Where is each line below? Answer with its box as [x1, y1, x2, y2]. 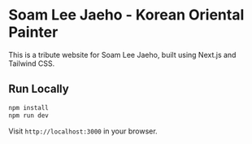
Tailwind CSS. [8, 59, 55, 68]
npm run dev [8, 111, 49, 120]
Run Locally [8, 82, 69, 96]
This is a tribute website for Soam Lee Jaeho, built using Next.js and [8, 50, 237, 59]
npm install [8, 103, 49, 111]
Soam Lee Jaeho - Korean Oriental [8, 6, 245, 24]
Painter [8, 23, 59, 41]
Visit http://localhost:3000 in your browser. [8, 126, 158, 136]
